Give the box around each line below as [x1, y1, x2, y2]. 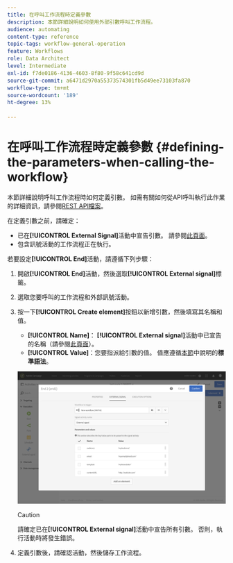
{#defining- [155, 140, 225, 156]
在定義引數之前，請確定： [7, 216, 80, 225]
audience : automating [7, 26, 70, 33]
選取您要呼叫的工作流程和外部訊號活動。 [17, 292, 133, 301]
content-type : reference [7, 33, 79, 40]
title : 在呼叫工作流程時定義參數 [7, 11, 92, 18]
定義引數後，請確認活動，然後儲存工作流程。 [17, 548, 146, 557]
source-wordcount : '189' [7, 92, 79, 99]
